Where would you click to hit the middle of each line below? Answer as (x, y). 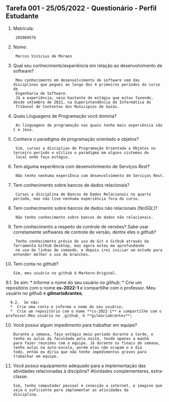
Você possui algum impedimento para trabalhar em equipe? (75, 325)
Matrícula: (23, 28)
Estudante (22, 16)
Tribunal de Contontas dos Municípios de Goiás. (68, 106)
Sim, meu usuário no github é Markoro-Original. (65, 273)
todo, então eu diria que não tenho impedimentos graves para (80, 352)
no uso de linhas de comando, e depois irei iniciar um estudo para (89, 250)
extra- (157, 371)
